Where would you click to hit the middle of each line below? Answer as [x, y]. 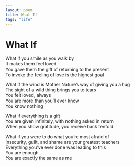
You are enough [22, 153]
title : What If [21, 15]
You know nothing [24, 106]
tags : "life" [19, 19]
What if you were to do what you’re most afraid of [57, 137]
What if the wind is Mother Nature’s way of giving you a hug [68, 85]
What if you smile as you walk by [40, 58]
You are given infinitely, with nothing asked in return [60, 121]
